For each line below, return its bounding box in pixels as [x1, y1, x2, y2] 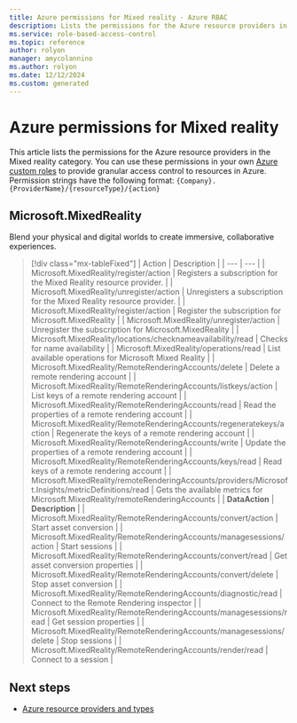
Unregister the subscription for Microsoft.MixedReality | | [30, 325, 239, 335]
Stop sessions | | [60, 635, 122, 646]
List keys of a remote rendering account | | [30, 390, 187, 401]
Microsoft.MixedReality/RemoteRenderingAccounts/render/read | [30, 645, 269, 656]
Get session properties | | [51, 617, 145, 627]
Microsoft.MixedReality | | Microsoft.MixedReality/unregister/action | [30, 315, 281, 326]
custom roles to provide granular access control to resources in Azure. [9, 165, 268, 176]
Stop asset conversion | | [30, 578, 122, 590]
